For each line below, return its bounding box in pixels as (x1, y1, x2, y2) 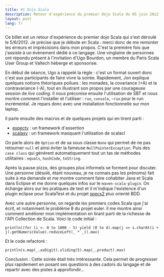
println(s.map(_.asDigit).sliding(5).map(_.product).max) (5, 248, 126, 253)
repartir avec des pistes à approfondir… (5, 267, 85, 273)
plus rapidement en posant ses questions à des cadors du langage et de (5, 261, 151, 267)
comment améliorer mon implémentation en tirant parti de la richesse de (5, 211, 151, 217)
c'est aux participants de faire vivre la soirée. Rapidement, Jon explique (5, 75, 149, 81)
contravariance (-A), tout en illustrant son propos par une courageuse (5, 85, 146, 91)
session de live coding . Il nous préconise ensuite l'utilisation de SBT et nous (5, 91, 158, 96)
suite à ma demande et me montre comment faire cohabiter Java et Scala (5, 175, 153, 181)
